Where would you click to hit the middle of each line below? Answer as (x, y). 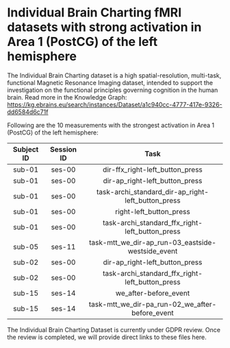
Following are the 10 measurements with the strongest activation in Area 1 (111, 125)
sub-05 (26, 246)
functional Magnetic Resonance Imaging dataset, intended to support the (110, 82)
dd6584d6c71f (28, 112)
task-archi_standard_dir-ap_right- (153, 192)
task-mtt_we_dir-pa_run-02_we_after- (153, 304)
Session (64, 149)
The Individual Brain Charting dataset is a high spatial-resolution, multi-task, (114, 75)
